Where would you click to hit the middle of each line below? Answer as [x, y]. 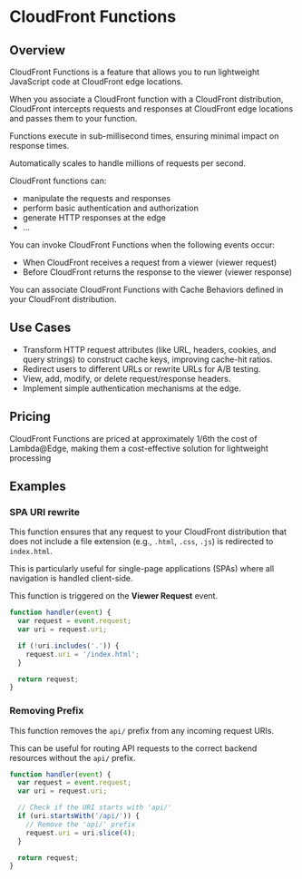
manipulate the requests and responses [96, 198]
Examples [38, 487]
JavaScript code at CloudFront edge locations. [96, 82]
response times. [39, 146]
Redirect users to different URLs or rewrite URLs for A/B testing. [141, 368]
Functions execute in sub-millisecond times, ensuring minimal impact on [144, 136]
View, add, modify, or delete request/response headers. [127, 378]
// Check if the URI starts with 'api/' [95, 808]
